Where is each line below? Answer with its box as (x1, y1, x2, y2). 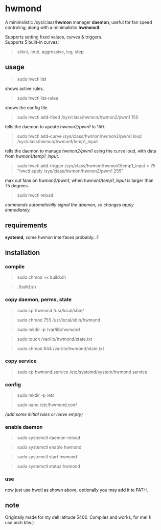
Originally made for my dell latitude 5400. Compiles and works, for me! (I (5, 514, 152, 520)
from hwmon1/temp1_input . (5, 153, 60, 159)
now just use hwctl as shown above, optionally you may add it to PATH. (5, 487, 148, 493)
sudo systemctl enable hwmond (17, 444, 82, 450)
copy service (5, 357, 37, 364)
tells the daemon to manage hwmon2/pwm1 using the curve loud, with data (5, 148, 157, 154)
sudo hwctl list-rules (17, 95, 59, 101)
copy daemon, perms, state (5, 296, 72, 303)
